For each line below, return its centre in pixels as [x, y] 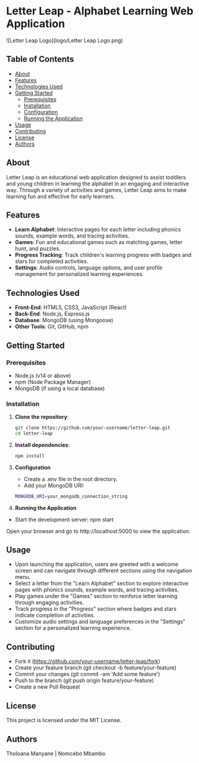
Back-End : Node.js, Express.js [52, 314]
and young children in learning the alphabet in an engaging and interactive [98, 184]
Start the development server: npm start [64, 519]
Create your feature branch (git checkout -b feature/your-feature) [96, 668]
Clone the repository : [42, 417]
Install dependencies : [42, 444]
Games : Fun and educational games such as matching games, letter [99, 242]
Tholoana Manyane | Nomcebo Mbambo [56, 753]
